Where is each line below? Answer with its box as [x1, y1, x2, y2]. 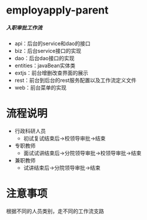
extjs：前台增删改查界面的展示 [14, 69, 89, 76]
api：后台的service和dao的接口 [14, 40, 91, 47]
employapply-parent [6, 4, 109, 17]
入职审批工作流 [6, 24, 42, 31]
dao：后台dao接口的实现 [14, 55, 75, 62]
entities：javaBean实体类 [14, 62, 76, 69]
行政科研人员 [14, 128, 46, 135]
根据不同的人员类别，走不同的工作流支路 [6, 208, 104, 215]
